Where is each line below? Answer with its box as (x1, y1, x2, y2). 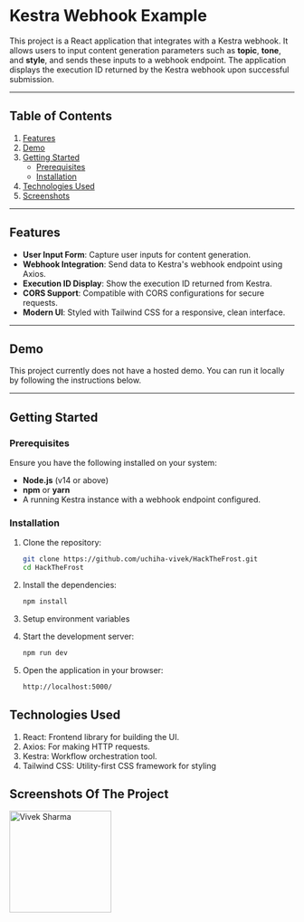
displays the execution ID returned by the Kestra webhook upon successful (9, 64, 290, 75)
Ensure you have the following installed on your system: (9, 458, 217, 469)
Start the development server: (22, 631, 135, 642)
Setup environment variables (22, 613, 130, 624)
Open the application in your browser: (22, 664, 164, 675)
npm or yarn (22, 485, 71, 496)
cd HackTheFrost (22, 563, 84, 573)
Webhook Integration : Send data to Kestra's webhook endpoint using (22, 259, 283, 270)
